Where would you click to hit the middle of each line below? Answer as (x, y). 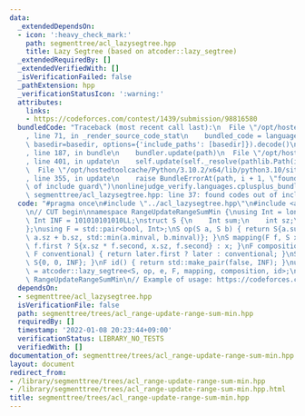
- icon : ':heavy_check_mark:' (74, 35)
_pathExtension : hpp (56, 85)
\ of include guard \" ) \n (73, 187)
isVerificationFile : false (69, 305)
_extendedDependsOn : (56, 26)
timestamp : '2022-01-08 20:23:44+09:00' (95, 331)
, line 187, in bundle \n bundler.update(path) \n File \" (143, 153)
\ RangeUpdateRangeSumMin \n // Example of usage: (119, 280)
